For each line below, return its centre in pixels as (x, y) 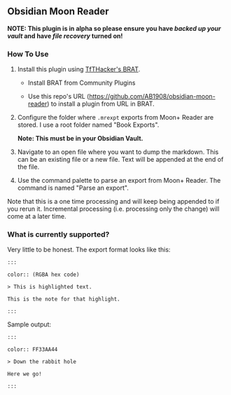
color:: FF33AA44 (33, 349)
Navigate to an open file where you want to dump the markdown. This (118, 152)
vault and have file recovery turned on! (65, 36)
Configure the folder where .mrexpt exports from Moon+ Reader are (115, 118)
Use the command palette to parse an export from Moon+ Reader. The (119, 181)
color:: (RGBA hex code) (43, 275)
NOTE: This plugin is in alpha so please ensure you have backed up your (114, 28)
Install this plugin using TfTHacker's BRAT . (79, 69)
